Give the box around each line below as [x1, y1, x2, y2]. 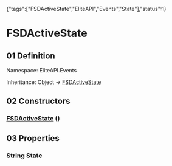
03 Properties [6, 133, 60, 144]
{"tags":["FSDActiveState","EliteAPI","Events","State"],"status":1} [6, 5, 167, 12]
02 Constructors [6, 96, 71, 106]
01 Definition [6, 50, 56, 61]
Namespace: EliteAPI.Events [6, 67, 77, 74]
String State [6, 151, 43, 160]
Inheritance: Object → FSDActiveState [6, 78, 101, 86]
